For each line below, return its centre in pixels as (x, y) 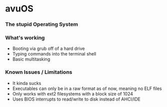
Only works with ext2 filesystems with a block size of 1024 (73, 93)
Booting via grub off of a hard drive (48, 48)
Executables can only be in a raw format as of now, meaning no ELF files (87, 88)
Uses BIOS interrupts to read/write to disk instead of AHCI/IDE (76, 99)
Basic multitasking (31, 59)
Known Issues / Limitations (39, 72)
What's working (25, 38)
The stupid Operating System (42, 24)
